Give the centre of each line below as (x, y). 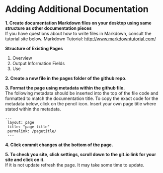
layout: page (21, 122)
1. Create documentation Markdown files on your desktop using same (78, 23)
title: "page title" (29, 127)
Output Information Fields (39, 63)
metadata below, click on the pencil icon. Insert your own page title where (81, 103)
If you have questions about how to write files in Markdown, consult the (78, 33)
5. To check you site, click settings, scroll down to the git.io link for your (81, 154)
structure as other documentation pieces (48, 28)
